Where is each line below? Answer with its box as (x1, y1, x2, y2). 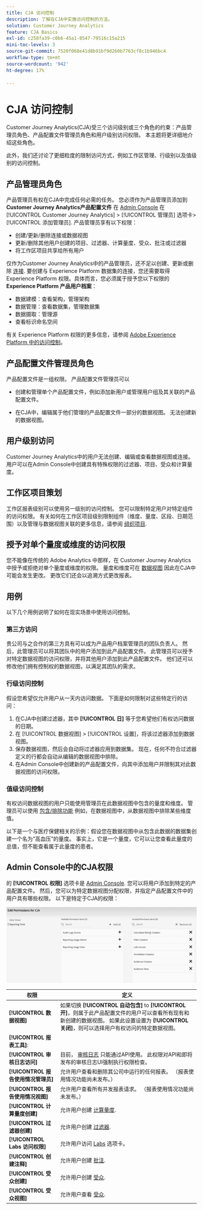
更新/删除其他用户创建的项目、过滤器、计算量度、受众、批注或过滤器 (14, 240, 187, 247)
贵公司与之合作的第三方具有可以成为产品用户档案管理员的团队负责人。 (6, 640, 181, 647)
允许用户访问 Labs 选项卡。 (60, 1140, 129, 1147)
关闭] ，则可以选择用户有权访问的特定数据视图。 (60, 1024, 179, 1031)
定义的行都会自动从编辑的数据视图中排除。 (14, 753, 121, 760)
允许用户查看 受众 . (60, 1191, 106, 1198)
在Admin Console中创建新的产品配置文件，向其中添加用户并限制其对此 (14, 760, 192, 767)
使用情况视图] (14, 1092, 48, 1100)
